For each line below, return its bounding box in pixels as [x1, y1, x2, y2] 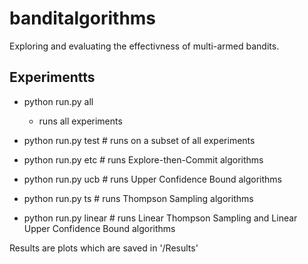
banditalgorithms [9, 7, 157, 30]
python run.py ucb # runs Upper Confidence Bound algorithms [23, 173, 282, 185]
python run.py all [23, 95, 94, 107]
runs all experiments [38, 115, 123, 127]
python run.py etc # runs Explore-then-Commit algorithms [23, 153, 264, 166]
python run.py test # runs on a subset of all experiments [23, 134, 256, 146]
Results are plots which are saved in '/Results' [9, 242, 199, 254]
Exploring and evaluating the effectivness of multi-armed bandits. [9, 40, 280, 52]
